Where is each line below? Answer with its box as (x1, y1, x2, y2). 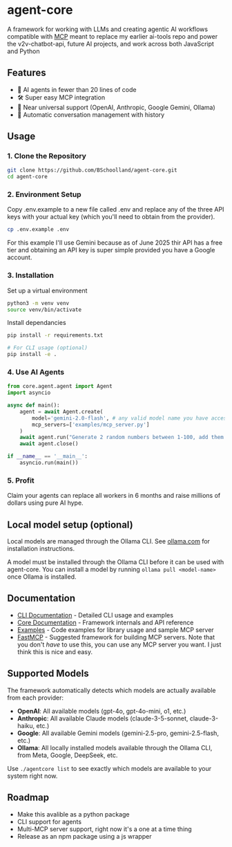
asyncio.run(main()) (19, 459, 79, 467)
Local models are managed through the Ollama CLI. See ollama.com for (7, 537, 211, 546)
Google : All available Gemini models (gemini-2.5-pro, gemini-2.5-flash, (17, 729, 220, 737)
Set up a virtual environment (7, 286, 88, 295)
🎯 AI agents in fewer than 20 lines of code (17, 85, 137, 93)
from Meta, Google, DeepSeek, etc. (17, 751, 118, 759)
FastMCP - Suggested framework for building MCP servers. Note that (17, 633, 215, 641)
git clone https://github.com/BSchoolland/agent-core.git (7, 167, 177, 174)
